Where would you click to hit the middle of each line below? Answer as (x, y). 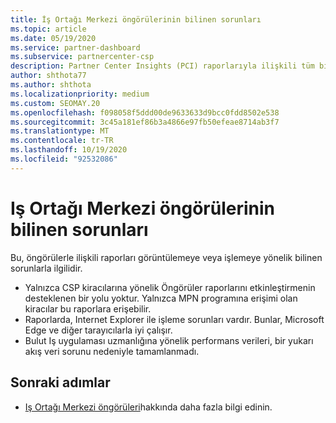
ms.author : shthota (51, 85)
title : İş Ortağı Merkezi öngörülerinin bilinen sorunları (136, 19)
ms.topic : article (48, 29)
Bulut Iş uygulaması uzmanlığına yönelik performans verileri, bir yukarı (169, 340)
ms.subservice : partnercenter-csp (82, 57)
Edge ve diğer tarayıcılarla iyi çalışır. (98, 330)
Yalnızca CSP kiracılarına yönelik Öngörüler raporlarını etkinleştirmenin (170, 287)
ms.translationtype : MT (60, 131)
